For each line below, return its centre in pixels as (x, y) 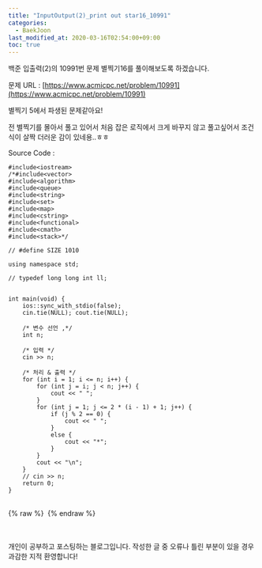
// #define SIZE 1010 (44, 251)
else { (61, 435)
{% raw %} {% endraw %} (52, 513)
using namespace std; (44, 265)
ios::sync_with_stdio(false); (72, 306)
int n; (33, 335)
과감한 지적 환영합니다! (43, 557)
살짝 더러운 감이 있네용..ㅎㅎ (66, 137)
